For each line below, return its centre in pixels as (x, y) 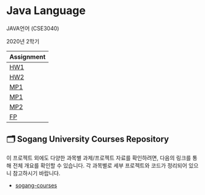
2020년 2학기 (23, 41)
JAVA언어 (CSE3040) (33, 28)
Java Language (46, 11)
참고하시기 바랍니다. (36, 173)
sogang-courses (36, 185)
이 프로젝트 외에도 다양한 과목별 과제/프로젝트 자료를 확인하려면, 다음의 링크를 (99, 158)
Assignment (28, 57)
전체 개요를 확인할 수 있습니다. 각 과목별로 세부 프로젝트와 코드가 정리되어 (100, 165)
